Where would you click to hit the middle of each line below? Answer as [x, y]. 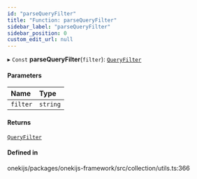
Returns [19, 122]
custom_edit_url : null [40, 40]
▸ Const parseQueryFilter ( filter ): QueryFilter [74, 59]
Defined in [23, 153]
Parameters [24, 75]
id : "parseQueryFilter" [42, 14]
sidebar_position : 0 [37, 33]
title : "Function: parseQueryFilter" [62, 20]
